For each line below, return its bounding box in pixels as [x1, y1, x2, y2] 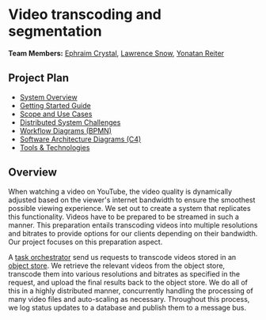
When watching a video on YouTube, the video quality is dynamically [8, 186, 232, 196]
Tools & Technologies [19, 142, 90, 152]
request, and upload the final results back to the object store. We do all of [8, 277, 248, 287]
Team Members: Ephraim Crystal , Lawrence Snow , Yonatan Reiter [8, 48, 224, 58]
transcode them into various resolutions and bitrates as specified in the [8, 269, 240, 278]
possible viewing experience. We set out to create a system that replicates [8, 203, 251, 213]
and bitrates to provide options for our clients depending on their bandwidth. [8, 228, 258, 238]
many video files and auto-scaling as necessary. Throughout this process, [8, 294, 250, 303]
